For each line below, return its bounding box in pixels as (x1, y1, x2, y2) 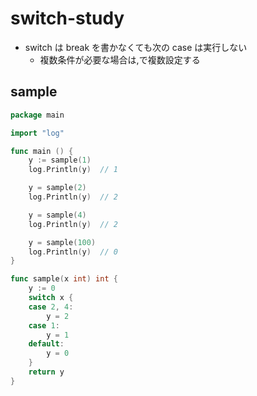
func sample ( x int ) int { (10, 274, 118, 284)
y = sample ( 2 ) (28, 183, 87, 193)
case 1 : (28, 320, 60, 331)
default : (28, 339, 65, 349)
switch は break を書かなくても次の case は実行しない (24, 41, 248, 53)
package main (10, 110, 65, 120)
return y (28, 367, 65, 377)
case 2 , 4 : (28, 302, 74, 312)
